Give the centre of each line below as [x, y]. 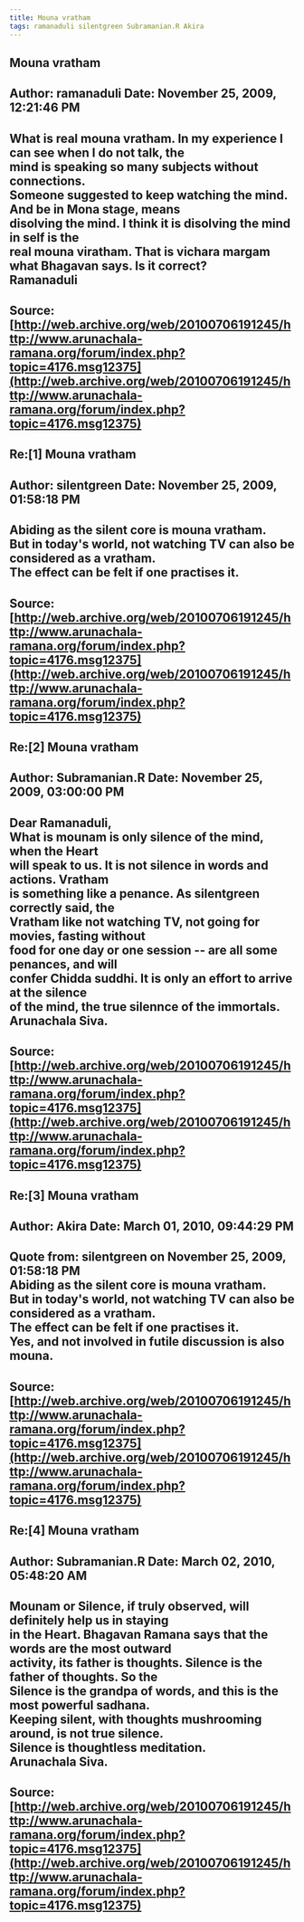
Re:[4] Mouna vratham [75, 1531]
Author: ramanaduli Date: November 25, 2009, [143, 94]
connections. [47, 181]
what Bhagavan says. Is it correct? [109, 266]
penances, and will [63, 964]
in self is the [44, 238]
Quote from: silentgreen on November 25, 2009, [148, 1257]
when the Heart [54, 851]
